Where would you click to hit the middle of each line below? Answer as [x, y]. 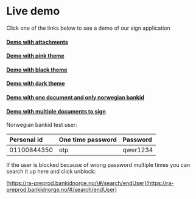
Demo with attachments [37, 42]
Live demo [33, 11]
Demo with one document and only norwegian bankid [75, 97]
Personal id [26, 140]
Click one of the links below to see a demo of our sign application [88, 28]
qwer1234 [138, 150]
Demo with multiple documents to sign [56, 111]
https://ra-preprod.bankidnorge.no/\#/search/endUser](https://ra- [91, 183]
